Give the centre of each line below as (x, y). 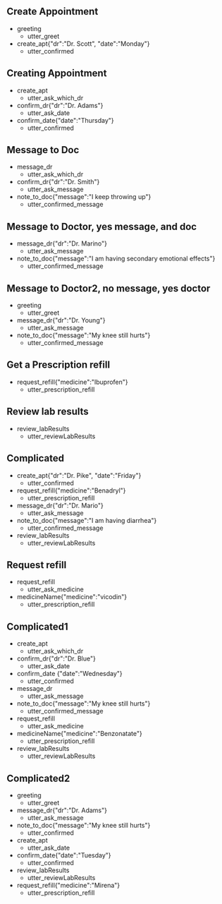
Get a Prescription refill (58, 365)
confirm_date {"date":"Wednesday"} (69, 674)
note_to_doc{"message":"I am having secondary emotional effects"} (116, 259)
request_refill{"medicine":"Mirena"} (68, 885)
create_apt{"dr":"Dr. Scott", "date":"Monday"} (83, 43)
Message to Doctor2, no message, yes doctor (109, 288)
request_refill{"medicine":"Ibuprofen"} (72, 382)
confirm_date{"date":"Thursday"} (65, 120)
